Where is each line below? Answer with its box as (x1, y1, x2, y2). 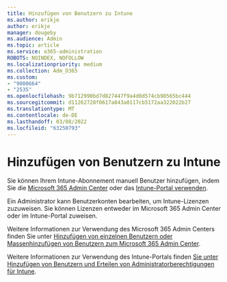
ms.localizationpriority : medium (7, 61, 103, 68)
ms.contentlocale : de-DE (7, 112, 78, 118)
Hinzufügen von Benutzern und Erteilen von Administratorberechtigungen (7, 260, 215, 268)
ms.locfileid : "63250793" (7, 125, 81, 131)
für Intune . (7, 268, 37, 276)
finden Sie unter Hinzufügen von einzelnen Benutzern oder (7, 232, 173, 240)
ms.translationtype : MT (7, 105, 75, 112)
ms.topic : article (7, 42, 59, 49)
